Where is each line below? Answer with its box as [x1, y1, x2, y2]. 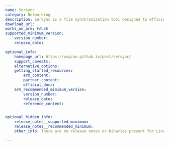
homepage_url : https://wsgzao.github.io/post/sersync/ [14, 54, 132, 59]
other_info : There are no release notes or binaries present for [14, 129, 154, 134]
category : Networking [5, 12, 51, 17]
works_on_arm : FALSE [5, 26, 49, 31]
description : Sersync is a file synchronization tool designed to [5, 17, 147, 22]
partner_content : [23, 78, 59, 83]
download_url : [5, 21, 35, 27]
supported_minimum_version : [5, 31, 64, 36]
